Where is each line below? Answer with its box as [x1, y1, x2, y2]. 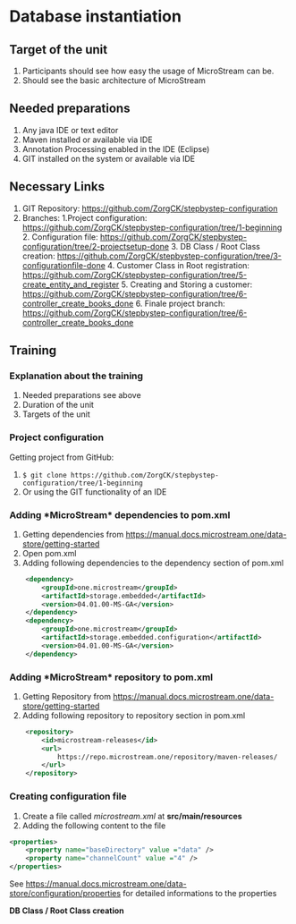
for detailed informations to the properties [123, 888, 277, 898]
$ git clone [21, 470, 67, 479]
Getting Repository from [21, 691, 112, 701]
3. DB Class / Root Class [171, 241, 261, 251]
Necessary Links [9, 179, 106, 194]
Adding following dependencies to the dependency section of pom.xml [21, 557, 284, 568]
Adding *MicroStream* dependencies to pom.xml [9, 508, 231, 521]
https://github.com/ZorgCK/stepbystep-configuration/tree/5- [21, 269, 248, 280]
